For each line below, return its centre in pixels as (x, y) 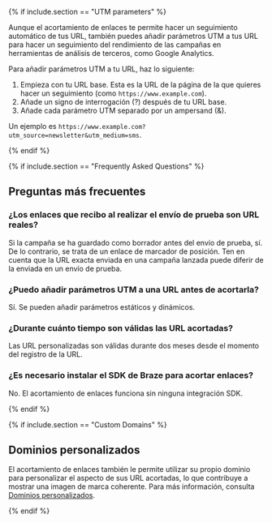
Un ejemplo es (32, 126)
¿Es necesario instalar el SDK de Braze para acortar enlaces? (131, 375)
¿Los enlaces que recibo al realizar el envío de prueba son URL (134, 215)
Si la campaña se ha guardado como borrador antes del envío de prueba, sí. (136, 242)
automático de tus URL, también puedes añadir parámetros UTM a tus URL (133, 36)
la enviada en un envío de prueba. (65, 268)
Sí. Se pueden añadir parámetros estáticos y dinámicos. (102, 307)
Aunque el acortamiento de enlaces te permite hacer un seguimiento (123, 27)
